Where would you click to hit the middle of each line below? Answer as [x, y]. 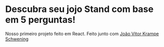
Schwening [17, 39]
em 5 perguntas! [40, 20]
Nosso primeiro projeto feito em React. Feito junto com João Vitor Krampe [82, 33]
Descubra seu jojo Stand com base [79, 9]
